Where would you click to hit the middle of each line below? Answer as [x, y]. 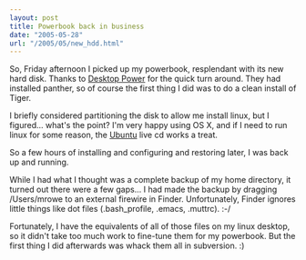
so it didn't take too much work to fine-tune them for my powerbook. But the [153, 236]
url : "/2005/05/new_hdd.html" [67, 43]
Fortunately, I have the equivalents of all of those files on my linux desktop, [150, 226]
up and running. [39, 162]
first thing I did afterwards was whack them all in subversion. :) [127, 245]
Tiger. [20, 98]
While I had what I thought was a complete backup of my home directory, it [150, 180]
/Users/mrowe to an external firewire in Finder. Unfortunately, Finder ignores [153, 199]
